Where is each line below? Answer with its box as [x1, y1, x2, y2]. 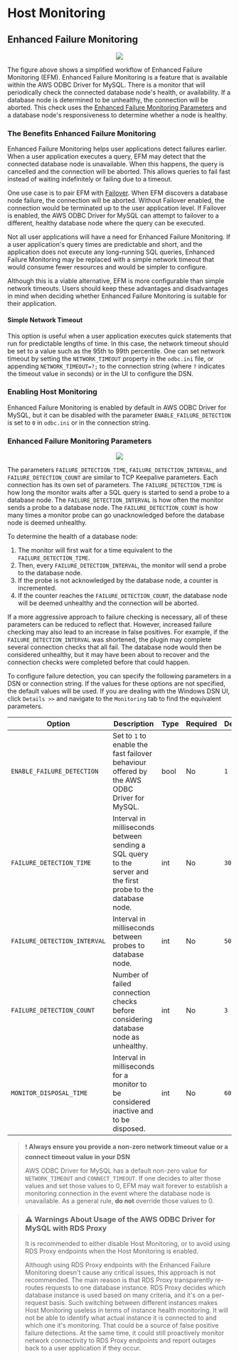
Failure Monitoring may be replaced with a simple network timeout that [7, 255, 215, 264]
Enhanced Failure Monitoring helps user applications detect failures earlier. [7, 144, 227, 154]
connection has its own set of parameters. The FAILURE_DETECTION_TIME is [7, 481, 223, 489]
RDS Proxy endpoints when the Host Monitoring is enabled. [24, 1247, 199, 1256]
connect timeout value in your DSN [24, 1153, 130, 1161]
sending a [112, 841, 146, 851]
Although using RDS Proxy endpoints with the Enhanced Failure [24, 1261, 211, 1269]
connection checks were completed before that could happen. [7, 658, 191, 666]
